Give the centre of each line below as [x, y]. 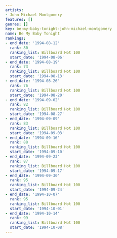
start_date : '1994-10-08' [37, 228]
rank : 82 [19, 105]
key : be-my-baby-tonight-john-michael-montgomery [59, 29]
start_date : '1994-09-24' [37, 190]
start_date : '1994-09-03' [37, 133]
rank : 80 [19, 48]
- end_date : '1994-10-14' [32, 213]
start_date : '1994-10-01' [37, 209]
